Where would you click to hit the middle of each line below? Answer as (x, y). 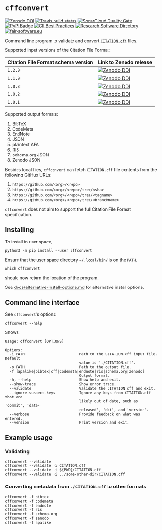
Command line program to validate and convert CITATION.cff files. (71, 41)
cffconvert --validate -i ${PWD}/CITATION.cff (53, 470)
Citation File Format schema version (50, 62)
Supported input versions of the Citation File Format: (58, 50)
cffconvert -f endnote (28, 505)
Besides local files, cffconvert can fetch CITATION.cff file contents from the (81, 169)
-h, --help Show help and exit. (65, 380)
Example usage (29, 437)
